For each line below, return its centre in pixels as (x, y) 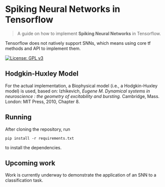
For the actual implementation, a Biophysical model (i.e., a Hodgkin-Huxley (81, 86)
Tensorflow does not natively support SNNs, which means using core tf (78, 43)
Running (19, 117)
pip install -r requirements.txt (40, 138)
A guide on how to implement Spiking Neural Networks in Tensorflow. (89, 33)
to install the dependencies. (33, 147)
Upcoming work (30, 163)
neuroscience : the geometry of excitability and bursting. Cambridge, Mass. (82, 96)
